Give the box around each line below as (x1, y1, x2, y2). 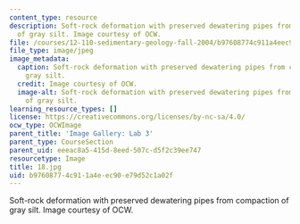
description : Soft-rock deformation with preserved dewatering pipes (9, 21, 274, 30)
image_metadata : (9, 54, 70, 63)
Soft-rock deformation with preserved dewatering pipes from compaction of (9, 195, 289, 206)
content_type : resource (9, 12, 98, 22)
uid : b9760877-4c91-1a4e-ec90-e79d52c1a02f (9, 170, 174, 179)
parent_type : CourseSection (9, 137, 114, 146)
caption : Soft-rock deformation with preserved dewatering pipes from (17, 63, 286, 72)
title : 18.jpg (9, 162, 62, 171)
